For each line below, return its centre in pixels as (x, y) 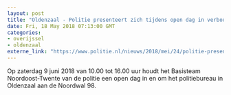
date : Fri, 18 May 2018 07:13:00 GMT (61, 26)
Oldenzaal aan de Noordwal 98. (52, 85)
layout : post (26, 13)
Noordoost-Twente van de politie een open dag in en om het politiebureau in (115, 78)
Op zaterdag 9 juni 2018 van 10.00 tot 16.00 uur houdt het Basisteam (104, 71)
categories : (24, 32)
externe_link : (27, 52)
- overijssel (26, 39)
